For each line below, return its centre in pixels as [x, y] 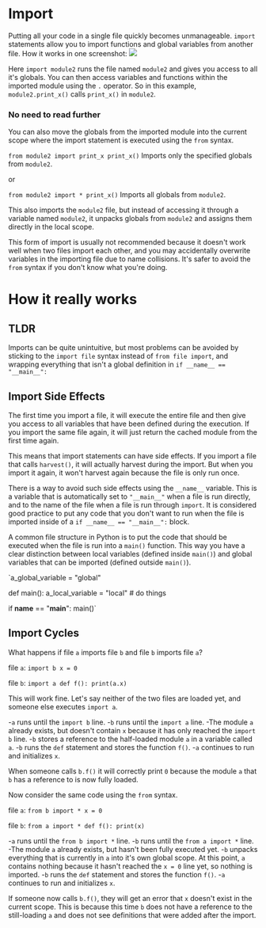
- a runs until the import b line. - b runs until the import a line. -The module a [131, 722]
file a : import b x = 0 [43, 667]
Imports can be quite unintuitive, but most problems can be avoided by [123, 348]
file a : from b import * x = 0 [55, 810]
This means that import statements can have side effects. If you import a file [133, 456]
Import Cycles [44, 633]
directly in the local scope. [51, 227]
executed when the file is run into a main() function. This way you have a [127, 546]
